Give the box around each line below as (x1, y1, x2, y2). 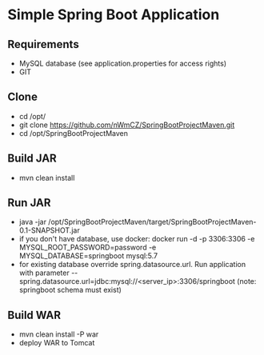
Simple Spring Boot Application (7, 6, 220, 24)
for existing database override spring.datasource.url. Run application (18, 260, 246, 269)
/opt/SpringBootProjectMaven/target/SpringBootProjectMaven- (48, 217, 257, 227)
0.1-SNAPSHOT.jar (18, 225, 81, 235)
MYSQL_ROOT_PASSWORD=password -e (18, 242, 157, 253)
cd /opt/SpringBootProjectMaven (18, 128, 129, 138)
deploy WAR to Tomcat (18, 338, 95, 348)
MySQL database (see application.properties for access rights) (18, 58, 227, 68)
